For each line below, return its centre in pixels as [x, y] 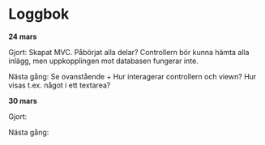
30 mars [23, 100]
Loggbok [39, 14]
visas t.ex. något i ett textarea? [60, 85]
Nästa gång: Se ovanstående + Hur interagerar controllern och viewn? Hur [132, 76]
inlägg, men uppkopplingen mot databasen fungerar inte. [103, 61]
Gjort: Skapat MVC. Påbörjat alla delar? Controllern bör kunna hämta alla [129, 52]
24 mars [23, 36]
